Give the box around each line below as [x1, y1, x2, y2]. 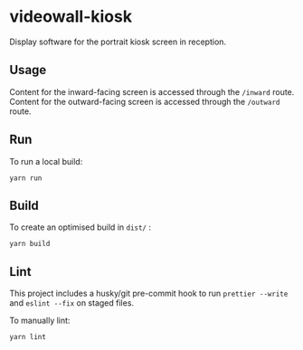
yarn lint [9, 333, 47, 342]
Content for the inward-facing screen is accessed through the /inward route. [9, 86, 295, 97]
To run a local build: [9, 156, 83, 166]
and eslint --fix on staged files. [9, 298, 134, 308]
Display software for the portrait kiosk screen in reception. [9, 36, 227, 47]
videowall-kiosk [9, 6, 133, 27]
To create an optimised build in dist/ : [9, 222, 152, 232]
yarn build [9, 240, 51, 249]
